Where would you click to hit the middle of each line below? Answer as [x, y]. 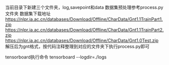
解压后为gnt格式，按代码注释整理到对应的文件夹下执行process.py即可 [77, 46]
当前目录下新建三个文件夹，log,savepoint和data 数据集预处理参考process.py [84, 7]
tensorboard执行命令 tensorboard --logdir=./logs [56, 57]
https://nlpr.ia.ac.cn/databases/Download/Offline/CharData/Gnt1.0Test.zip [82, 40]
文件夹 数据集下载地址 [28, 13]
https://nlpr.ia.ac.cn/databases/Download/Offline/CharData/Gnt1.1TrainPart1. [84, 19]
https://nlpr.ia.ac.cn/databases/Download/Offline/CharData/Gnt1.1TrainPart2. [84, 30]
